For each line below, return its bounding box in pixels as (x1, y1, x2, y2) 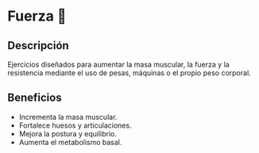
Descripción (7, 39, 69, 52)
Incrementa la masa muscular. (18, 112, 118, 121)
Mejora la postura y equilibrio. (18, 128, 117, 138)
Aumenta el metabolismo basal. (18, 137, 122, 147)
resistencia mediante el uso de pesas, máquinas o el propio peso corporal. (7, 68, 251, 78)
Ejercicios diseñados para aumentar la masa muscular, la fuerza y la (7, 59, 230, 69)
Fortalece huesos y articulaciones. (18, 120, 132, 130)
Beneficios (7, 91, 62, 105)
